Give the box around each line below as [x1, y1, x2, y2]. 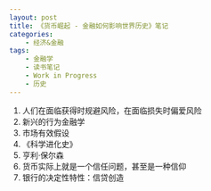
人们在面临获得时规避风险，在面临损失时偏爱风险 [21, 104, 202, 116]
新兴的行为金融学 [21, 116, 85, 127]
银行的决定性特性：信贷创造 [21, 171, 125, 183]
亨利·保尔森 [21, 149, 64, 161]
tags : [9, 46, 29, 55]
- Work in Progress [25, 71, 98, 80]
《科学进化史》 [21, 138, 77, 149]
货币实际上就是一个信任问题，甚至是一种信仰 [21, 161, 187, 171]
